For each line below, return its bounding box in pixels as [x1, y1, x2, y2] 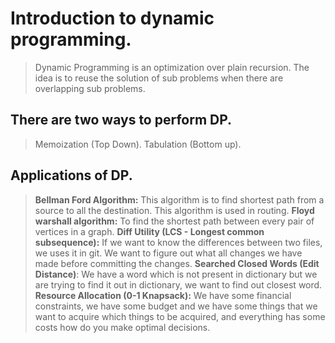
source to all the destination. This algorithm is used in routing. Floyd [34, 204, 315, 216]
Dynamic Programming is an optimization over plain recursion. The [34, 61, 310, 73]
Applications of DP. [10, 167, 133, 184]
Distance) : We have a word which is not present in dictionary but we [34, 268, 318, 280]
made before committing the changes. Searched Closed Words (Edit [34, 257, 320, 269]
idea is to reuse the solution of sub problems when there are [34, 72, 284, 84]
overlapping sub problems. [34, 82, 146, 94]
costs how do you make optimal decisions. [34, 321, 211, 333]
